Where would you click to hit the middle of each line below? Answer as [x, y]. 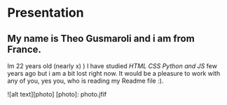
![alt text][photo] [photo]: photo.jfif [57, 94]
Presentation [46, 13]
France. [25, 49]
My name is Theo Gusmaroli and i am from [101, 39]
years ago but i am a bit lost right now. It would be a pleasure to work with [114, 73]
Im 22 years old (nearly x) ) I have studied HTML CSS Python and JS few [112, 66]
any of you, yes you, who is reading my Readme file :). [85, 81]
